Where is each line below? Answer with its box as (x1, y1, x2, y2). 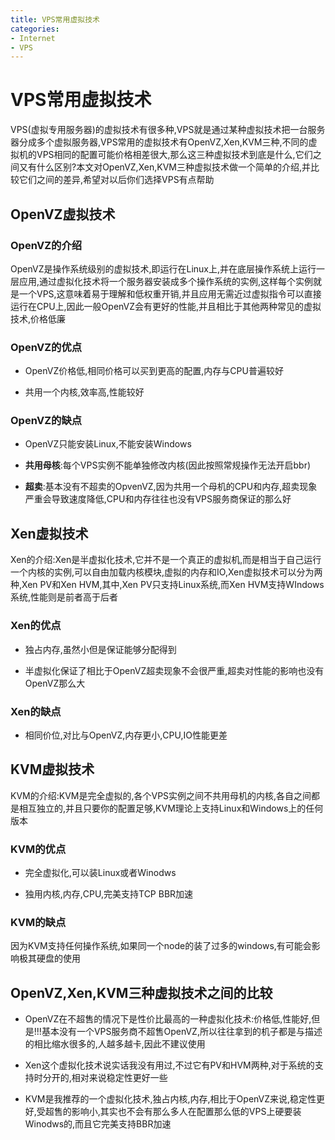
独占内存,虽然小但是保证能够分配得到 (24, 643, 177, 655)
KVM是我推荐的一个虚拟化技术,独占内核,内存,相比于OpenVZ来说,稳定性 (24, 1093, 317, 1105)
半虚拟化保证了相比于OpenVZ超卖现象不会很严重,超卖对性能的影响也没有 (24, 664, 325, 676)
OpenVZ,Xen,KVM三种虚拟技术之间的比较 (10, 984, 273, 1001)
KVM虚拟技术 (10, 761, 95, 778)
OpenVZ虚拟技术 (10, 206, 116, 223)
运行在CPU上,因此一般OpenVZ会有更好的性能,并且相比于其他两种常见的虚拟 (10, 300, 322, 312)
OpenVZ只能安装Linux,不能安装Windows (24, 438, 192, 450)
